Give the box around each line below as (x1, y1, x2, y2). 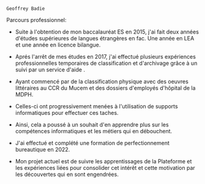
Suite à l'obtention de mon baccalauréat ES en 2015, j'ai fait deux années (15, 28, 199, 35)
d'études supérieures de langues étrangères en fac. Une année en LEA (15, 35, 195, 42)
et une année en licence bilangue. (15, 41, 101, 48)
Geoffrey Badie (6, 6, 45, 12)
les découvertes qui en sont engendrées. (15, 171, 119, 178)
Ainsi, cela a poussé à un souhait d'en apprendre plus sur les (15, 121, 170, 128)
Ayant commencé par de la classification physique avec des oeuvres (15, 78, 188, 85)
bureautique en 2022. (15, 146, 70, 153)
